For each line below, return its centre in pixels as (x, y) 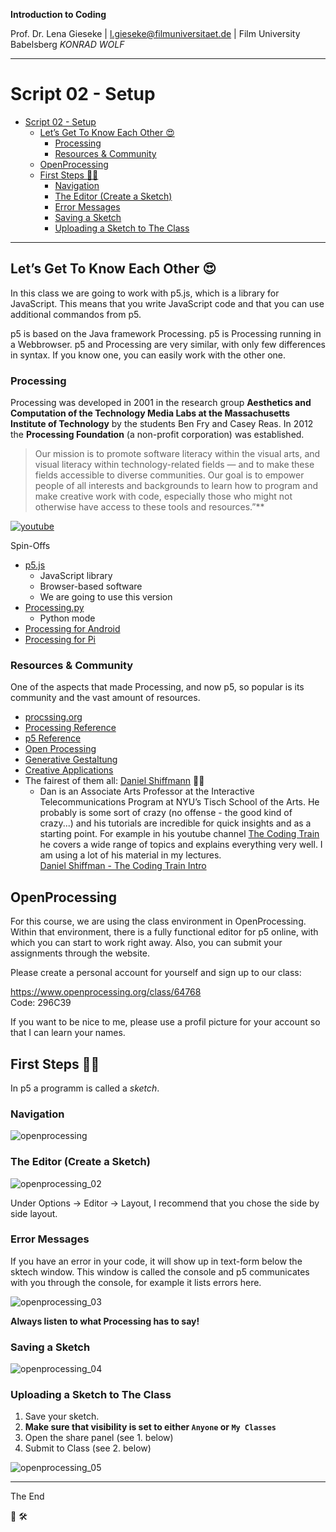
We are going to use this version (106, 597)
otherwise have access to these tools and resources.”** (149, 507)
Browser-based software (91, 586)
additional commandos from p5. (76, 314)
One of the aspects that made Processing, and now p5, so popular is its (157, 687)
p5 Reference (53, 738)
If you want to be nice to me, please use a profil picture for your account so (165, 1022)
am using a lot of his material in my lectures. (130, 855)
